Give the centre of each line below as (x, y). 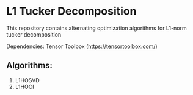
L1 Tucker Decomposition (71, 11)
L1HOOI (25, 86)
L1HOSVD (27, 80)
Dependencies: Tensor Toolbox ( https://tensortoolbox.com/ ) (82, 46)
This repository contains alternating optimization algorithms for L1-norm (97, 28)
